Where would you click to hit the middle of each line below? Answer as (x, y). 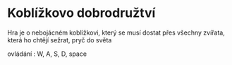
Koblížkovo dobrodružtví (81, 13)
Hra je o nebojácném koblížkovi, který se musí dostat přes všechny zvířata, (116, 32)
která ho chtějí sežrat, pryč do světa (60, 40)
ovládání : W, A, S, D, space (47, 54)
